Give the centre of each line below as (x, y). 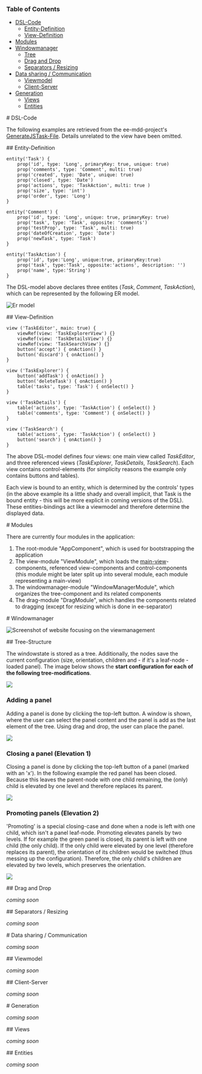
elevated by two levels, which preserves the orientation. (76, 865)
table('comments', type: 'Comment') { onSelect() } (84, 413)
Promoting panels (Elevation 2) (53, 813)
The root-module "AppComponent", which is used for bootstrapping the (105, 549)
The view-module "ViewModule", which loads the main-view (91, 562)
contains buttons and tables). (43, 476)
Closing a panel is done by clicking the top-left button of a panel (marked (98, 766)
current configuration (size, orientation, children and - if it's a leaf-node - (98, 660)
